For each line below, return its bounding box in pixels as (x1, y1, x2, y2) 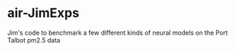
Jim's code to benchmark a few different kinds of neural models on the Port (7, 28, 228, 37)
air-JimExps (7, 5, 80, 21)
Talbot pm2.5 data (7, 35, 61, 44)
